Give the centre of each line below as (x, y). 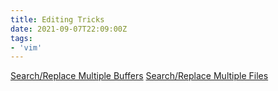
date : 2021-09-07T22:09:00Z (69, 29)
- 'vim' (26, 47)
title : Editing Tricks (57, 19)
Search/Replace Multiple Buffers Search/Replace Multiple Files (139, 76)
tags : (21, 38)
